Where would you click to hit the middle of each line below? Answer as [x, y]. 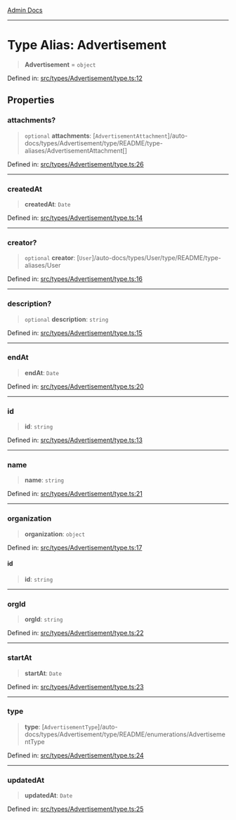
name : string [44, 480]
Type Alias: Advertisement [87, 45]
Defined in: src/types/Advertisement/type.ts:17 [75, 547]
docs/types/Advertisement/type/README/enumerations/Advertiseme [125, 734]
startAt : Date [43, 673]
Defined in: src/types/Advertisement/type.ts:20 [76, 386]
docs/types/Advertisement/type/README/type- [93, 143]
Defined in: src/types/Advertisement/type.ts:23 [76, 686]
